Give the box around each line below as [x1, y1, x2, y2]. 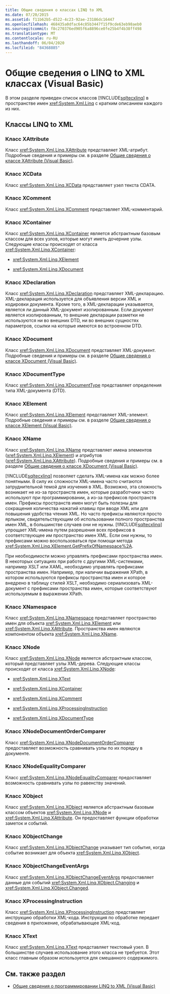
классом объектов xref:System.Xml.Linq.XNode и [5, 810, 111, 816]
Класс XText [5, 933, 38, 940]
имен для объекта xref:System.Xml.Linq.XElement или [5, 620, 121, 626]
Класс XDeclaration [5, 279, 56, 286]
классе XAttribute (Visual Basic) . [5, 158, 74, 164]
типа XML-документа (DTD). [5, 388, 66, 394]
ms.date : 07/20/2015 [5, 12, 49, 17]
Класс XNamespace [5, 603, 57, 610]
